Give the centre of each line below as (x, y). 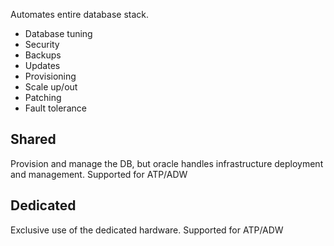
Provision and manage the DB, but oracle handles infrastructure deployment (167, 163)
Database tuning (58, 33)
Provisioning (50, 76)
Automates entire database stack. (79, 14)
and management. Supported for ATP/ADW (99, 174)
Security (42, 44)
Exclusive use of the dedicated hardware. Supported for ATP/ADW (147, 230)
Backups (43, 55)
